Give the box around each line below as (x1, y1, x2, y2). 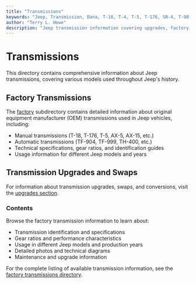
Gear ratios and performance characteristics (14, 235, 121, 242)
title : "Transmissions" (6, 8, 64, 15)
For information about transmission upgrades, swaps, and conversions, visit (6, 183, 188, 190)
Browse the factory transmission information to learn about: (6, 217, 149, 224)
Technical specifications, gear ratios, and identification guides (14, 145, 164, 151)
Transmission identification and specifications (14, 229, 125, 236)
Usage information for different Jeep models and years (14, 150, 147, 158)
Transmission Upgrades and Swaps (6, 167, 138, 177)
